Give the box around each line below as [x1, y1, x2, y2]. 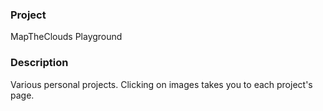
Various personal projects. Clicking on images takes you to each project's [10, 78, 313, 90]
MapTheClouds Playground [10, 31, 123, 43]
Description [10, 56, 69, 70]
